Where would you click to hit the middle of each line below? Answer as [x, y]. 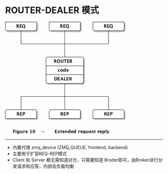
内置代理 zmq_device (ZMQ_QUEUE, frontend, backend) [70, 147]
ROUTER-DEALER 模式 [52, 10]
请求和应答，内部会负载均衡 [45, 166]
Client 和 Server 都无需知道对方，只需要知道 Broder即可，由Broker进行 [85, 160]
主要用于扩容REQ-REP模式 [39, 153]
